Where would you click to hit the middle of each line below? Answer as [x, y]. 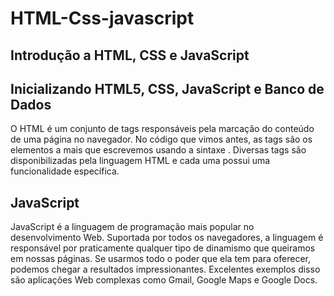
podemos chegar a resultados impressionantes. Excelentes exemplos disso [165, 269]
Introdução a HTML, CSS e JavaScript [130, 55]
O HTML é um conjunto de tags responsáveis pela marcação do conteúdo [162, 129]
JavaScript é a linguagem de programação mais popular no [132, 227]
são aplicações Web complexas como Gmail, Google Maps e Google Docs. [164, 280]
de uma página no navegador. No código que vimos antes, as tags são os [161, 139]
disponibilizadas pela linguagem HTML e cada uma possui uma [140, 161]
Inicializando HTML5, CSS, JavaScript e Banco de [167, 88]
